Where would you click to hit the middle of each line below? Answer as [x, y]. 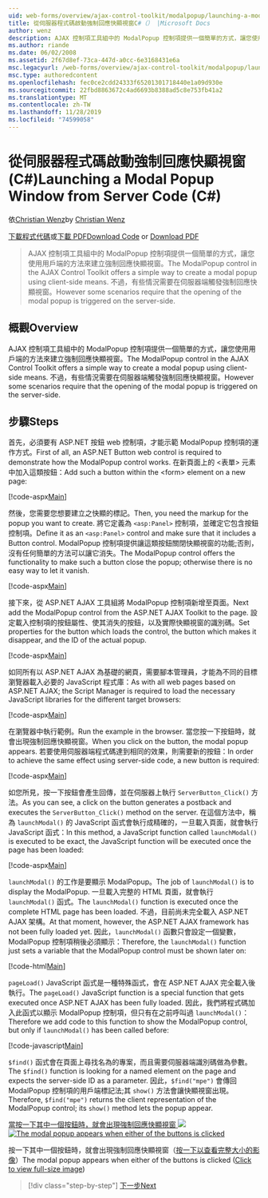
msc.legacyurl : [33, 68]
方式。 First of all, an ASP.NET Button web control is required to [118, 452]
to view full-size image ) [47, 1169]
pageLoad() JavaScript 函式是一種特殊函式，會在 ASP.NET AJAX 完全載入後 [132, 983]
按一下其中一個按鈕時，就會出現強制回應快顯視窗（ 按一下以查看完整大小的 [130, 1150]
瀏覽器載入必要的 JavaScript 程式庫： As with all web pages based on [122, 682]
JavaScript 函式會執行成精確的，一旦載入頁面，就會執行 [167, 822]
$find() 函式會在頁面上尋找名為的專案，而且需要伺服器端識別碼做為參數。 [130, 1062]
